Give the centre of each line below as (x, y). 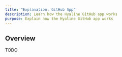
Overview (20, 38)
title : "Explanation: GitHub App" (41, 9)
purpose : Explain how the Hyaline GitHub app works (59, 19)
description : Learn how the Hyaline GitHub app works (61, 14)
